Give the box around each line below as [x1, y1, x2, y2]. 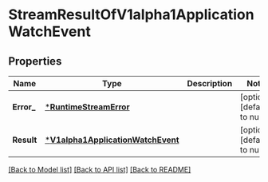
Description [187, 78, 233, 89]
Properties [8, 54, 62, 68]
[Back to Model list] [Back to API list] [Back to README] [8, 165, 191, 174]
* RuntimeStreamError [45, 101, 130, 113]
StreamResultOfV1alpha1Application [8, 6, 254, 24]
